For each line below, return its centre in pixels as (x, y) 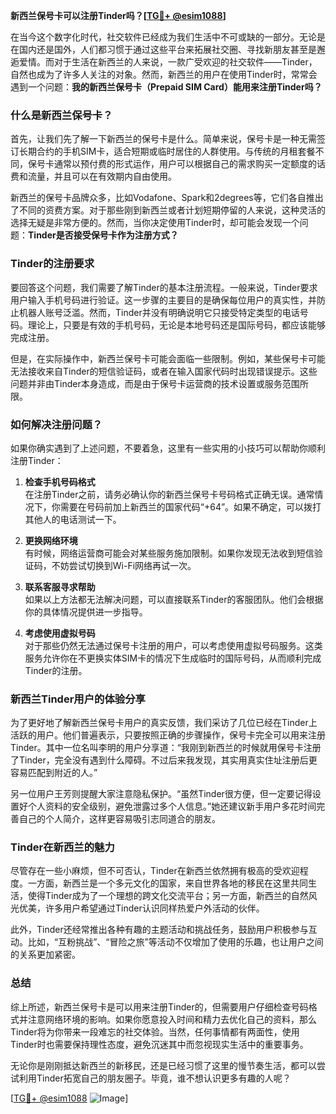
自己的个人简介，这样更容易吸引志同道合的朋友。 (119, 819)
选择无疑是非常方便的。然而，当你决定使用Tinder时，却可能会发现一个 (155, 223)
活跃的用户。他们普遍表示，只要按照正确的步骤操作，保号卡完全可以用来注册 (168, 735)
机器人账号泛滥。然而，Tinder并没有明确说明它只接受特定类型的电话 (159, 312)
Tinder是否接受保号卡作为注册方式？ (103, 235)
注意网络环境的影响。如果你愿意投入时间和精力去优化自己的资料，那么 (172, 1019)
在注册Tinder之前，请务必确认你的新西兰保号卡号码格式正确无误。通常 (169, 494)
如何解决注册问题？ (56, 424)
